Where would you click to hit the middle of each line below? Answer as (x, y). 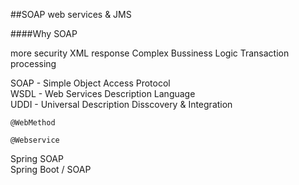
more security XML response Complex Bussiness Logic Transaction (150, 53)
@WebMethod (33, 123)
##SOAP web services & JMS (71, 14)
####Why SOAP (44, 33)
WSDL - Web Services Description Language (103, 93)
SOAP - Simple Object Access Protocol (90, 83)
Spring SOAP (37, 158)
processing (33, 63)
